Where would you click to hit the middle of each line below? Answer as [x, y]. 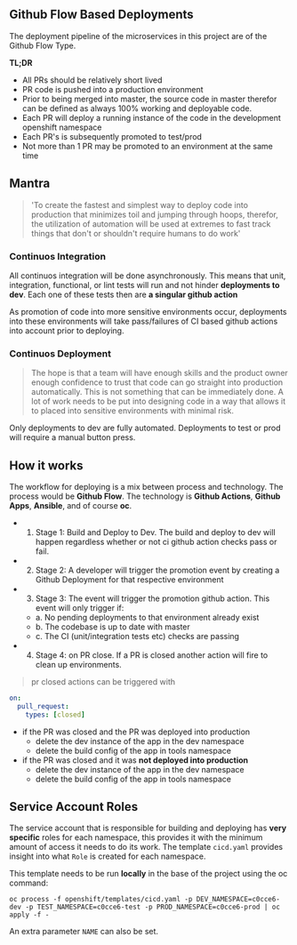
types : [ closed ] [56, 715]
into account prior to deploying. [67, 330]
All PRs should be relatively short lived [92, 80]
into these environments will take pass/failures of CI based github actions [144, 321]
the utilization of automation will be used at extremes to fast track [151, 224]
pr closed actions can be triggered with [103, 682]
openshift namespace [62, 127]
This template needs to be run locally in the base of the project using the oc [148, 874]
